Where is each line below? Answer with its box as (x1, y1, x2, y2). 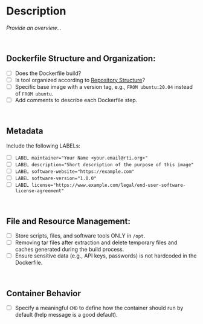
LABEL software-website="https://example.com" (14, 168, 135, 175)
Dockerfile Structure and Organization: (6, 53, 156, 64)
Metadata (6, 126, 43, 137)
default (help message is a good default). (14, 311, 118, 318)
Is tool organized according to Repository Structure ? (14, 76, 146, 83)
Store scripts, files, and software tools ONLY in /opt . (14, 232, 146, 239)
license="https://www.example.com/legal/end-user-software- (31, 183, 186, 189)
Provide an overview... (6, 24, 62, 31)
